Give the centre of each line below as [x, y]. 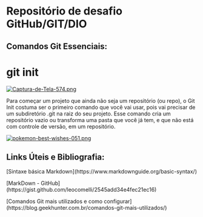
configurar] [118, 201]
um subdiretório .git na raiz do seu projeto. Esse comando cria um [88, 114]
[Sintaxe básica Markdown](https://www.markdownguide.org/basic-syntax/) [102, 172]
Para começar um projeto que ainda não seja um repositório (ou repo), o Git [101, 100]
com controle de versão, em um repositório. [61, 126]
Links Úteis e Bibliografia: [55, 157]
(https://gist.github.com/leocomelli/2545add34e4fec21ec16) [82, 190]
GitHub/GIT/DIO [47, 24]
